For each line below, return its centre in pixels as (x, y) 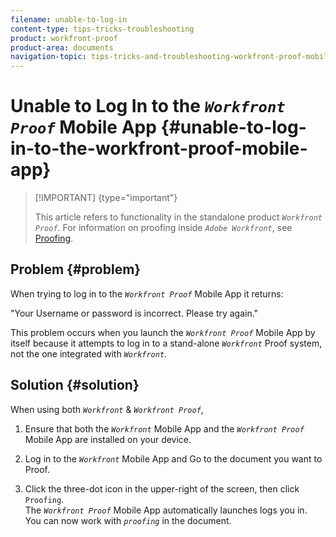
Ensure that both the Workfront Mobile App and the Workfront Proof (164, 428)
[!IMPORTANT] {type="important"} (106, 198)
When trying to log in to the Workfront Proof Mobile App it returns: (147, 293)
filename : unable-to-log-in (69, 19)
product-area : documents (62, 47)
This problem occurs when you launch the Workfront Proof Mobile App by (163, 332)
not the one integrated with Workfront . (89, 353)
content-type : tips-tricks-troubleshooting (102, 29)
